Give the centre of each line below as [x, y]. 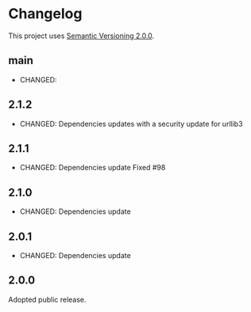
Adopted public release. [47, 299]
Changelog [45, 14]
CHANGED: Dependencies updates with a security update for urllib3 [131, 124]
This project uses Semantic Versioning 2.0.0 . [81, 36]
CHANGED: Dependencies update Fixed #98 [93, 168]
